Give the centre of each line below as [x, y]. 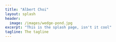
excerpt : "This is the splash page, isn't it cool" [58, 28]
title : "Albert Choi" [27, 9]
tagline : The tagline [27, 32]
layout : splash [20, 14]
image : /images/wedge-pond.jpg [41, 23]
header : [13, 18]
